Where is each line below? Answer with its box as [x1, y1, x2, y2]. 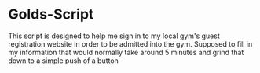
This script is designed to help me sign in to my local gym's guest [8, 31, 220, 40]
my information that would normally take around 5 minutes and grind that [8, 47, 244, 57]
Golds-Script [8, 5, 94, 23]
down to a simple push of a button [8, 56, 119, 65]
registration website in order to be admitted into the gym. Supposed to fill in [8, 39, 253, 48]
